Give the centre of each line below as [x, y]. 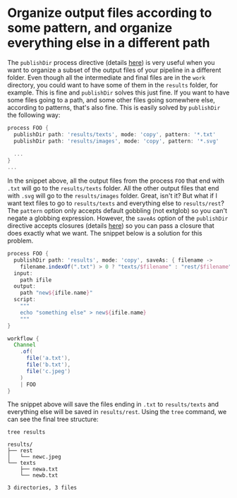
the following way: [34, 115]
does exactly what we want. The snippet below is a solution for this [105, 233]
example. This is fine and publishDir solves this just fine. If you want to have [119, 92]
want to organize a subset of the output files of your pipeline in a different [114, 70]
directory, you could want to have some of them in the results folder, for [113, 85]
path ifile [36, 280]
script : [25, 300]
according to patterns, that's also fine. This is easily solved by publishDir [114, 107]
